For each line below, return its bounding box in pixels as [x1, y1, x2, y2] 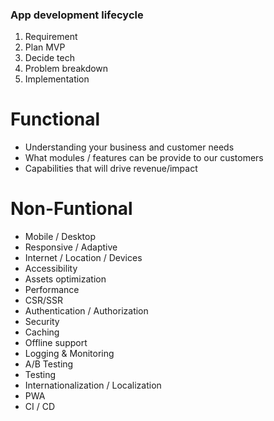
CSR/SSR [24, 294, 64, 307]
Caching [24, 326, 60, 338]
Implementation [24, 73, 90, 85]
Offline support [24, 337, 88, 349]
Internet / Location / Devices [24, 252, 143, 264]
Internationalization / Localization [24, 379, 162, 392]
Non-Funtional [10, 198, 133, 220]
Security [24, 316, 60, 328]
